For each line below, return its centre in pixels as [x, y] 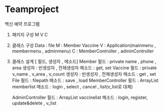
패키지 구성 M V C [30, 34]
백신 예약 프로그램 [22, 24]
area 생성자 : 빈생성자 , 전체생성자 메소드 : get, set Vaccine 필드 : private [84, 68]
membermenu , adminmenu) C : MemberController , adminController [83, 51]
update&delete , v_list [34, 103]
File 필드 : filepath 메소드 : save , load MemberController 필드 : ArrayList [85, 80]
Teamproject [32, 9]
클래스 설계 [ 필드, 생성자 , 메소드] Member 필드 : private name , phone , [84, 61]
